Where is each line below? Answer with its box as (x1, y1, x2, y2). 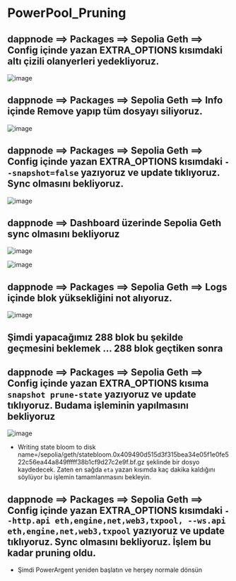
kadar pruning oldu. (7, 546, 97, 559)
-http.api (7, 515, 51, 526)
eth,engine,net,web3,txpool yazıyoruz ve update (7, 524, 225, 536)
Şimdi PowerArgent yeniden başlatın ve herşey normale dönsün (17, 565, 203, 574)
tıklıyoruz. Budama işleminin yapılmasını (7, 399, 189, 411)
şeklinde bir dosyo (146, 458, 200, 466)
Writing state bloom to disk (17, 443, 96, 452)
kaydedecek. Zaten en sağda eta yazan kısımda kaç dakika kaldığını (17, 465, 216, 474)
